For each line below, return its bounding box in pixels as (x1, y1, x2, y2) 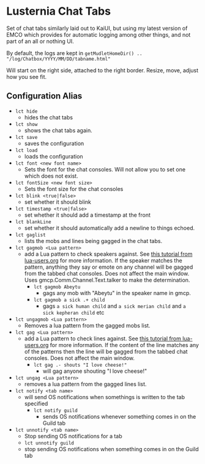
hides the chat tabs (24, 113, 73, 121)
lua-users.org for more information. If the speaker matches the (24, 256, 182, 264)
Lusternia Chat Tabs (6, 4, 111, 18)
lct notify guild (33, 407, 78, 414)
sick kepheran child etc (42, 309, 105, 316)
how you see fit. (6, 73, 47, 80)
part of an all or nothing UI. (6, 37, 75, 45)
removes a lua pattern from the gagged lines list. (24, 380, 147, 387)
